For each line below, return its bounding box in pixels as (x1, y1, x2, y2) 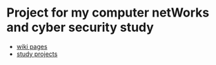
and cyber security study (6, 19, 155, 35)
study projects (16, 50, 58, 58)
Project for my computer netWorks (6, 5, 210, 21)
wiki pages (16, 42, 48, 50)
